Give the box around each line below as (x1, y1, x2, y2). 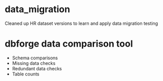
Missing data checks (12, 60, 56, 66)
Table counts (12, 71, 40, 77)
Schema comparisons (12, 55, 58, 61)
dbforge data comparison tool (5, 38, 133, 50)
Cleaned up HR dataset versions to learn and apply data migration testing (5, 20, 158, 26)
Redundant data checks (12, 65, 62, 71)
